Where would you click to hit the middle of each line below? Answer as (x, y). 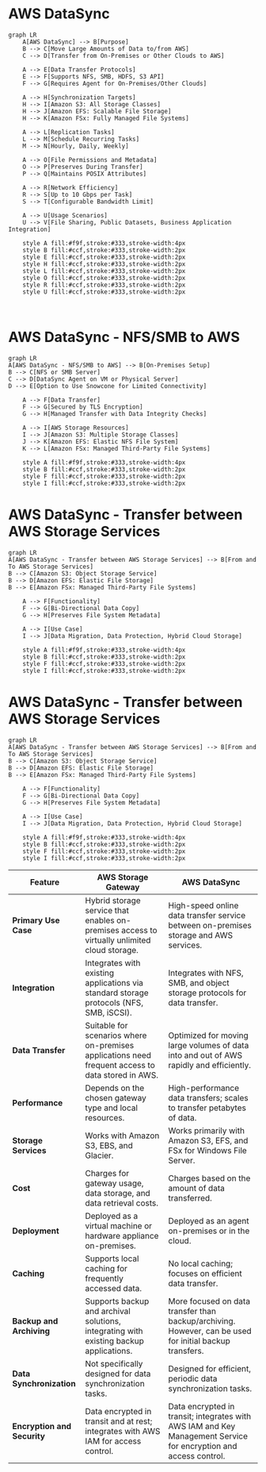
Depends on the (115, 1088)
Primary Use (36, 920)
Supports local (112, 1259)
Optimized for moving (209, 1035)
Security (29, 1435)
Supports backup (117, 1301)
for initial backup (199, 1340)
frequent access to (120, 1065)
